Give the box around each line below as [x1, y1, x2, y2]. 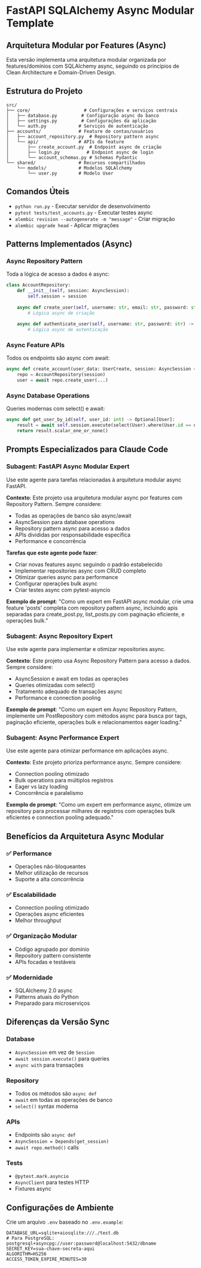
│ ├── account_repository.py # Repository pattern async [6, 133, 160, 140]
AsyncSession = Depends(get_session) [14, 1139, 109, 1145]
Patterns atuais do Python [14, 993, 79, 1000]
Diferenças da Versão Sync [6, 1017, 109, 1027]
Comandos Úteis [6, 186, 70, 197]
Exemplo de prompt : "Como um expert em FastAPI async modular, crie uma [6, 598, 194, 605]
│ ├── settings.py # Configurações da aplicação [6, 118, 157, 124]
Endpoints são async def [14, 1131, 76, 1139]
